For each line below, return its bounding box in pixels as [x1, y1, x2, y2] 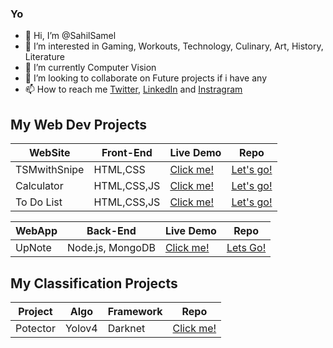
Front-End [101, 146, 153, 160]
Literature [24, 51, 65, 63]
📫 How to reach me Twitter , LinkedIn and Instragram [24, 83, 243, 96]
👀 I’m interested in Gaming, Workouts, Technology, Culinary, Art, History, [24, 40, 324, 52]
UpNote [15, 241, 52, 255]
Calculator [15, 179, 64, 193]
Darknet [107, 321, 146, 335]
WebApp [15, 224, 58, 238]
